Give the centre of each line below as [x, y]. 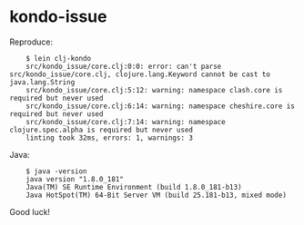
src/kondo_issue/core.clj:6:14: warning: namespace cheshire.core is [161, 106]
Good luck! [30, 211]
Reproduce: [31, 42]
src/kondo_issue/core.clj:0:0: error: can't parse [124, 66]
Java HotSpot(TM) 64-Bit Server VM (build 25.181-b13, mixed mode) [156, 195]
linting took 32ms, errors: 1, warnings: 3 [110, 138]
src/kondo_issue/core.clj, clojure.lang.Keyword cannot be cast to [140, 74]
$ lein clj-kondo [59, 58]
